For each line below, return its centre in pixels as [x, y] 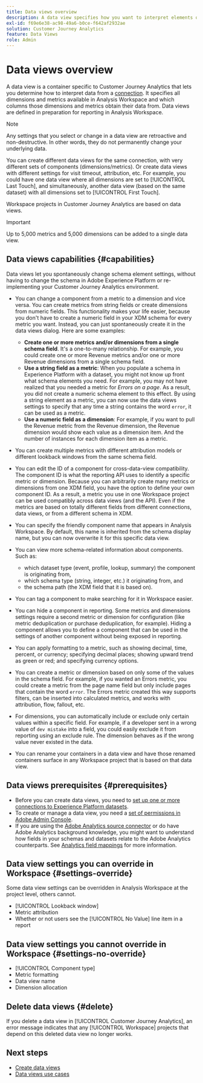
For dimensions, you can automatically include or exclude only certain [102, 716]
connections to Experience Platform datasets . [72, 806]
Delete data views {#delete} [60, 1007]
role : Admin [21, 40]
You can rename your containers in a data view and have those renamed [105, 754]
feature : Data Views [32, 34]
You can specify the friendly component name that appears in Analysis [103, 525]
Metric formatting [37, 975]
